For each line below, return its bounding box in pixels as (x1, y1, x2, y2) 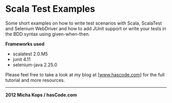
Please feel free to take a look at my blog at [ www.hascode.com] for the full (5, 71, 165, 77)
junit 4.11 (12, 56, 31, 62)
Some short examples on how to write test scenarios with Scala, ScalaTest (5, 20, 162, 26)
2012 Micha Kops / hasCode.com (5, 92, 77, 98)
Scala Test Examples (5, 3, 96, 15)
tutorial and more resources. (5, 77, 66, 83)
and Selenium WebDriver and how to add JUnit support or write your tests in (5, 25, 166, 31)
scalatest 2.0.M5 (12, 51, 48, 57)
